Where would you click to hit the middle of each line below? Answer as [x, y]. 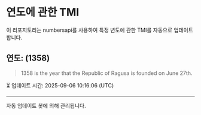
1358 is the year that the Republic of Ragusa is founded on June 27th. [106, 73]
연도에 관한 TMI [43, 12]
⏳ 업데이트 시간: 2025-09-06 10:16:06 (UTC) [60, 85]
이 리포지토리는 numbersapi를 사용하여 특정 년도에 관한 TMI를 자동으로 [89, 30]
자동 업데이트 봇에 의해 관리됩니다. [46, 105]
